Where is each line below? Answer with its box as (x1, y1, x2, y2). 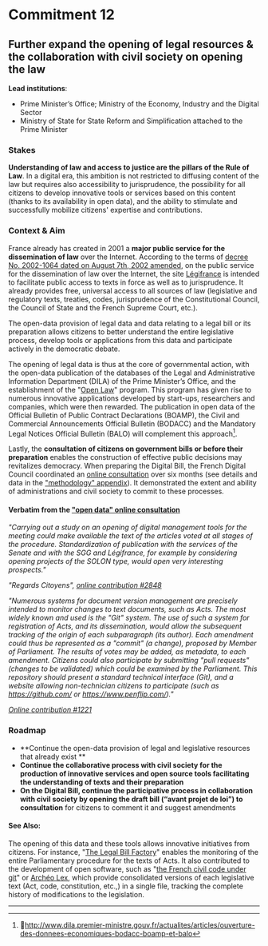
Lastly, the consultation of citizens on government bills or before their (8, 444, 243, 453)
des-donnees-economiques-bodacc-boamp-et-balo (19, 928, 193, 938)
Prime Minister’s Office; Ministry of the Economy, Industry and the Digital (19, 99, 259, 109)
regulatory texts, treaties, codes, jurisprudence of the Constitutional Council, (8, 294, 260, 304)
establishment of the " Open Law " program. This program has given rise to (8, 385, 252, 394)
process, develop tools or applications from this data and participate (8, 335, 233, 345)
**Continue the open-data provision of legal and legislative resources (19, 743, 250, 752)
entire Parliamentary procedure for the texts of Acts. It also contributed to (8, 856, 250, 865)
